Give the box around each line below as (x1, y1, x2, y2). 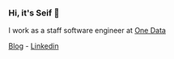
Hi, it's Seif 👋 (8, 7, 60, 19)
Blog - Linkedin (8, 41, 59, 51)
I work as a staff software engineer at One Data (8, 26, 166, 36)
